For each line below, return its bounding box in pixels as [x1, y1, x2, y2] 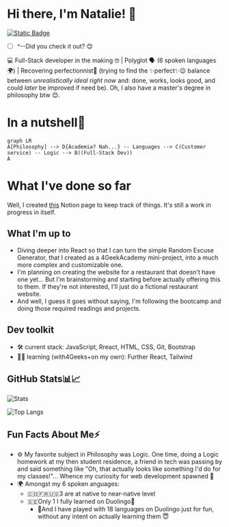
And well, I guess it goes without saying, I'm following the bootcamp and [16, 297, 221, 305]
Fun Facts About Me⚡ [7, 428, 100, 440]
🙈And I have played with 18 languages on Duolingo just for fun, [37, 505, 214, 513]
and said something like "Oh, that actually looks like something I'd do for [16, 465, 221, 473]
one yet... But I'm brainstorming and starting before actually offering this [16, 275, 221, 283]
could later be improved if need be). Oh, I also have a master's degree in [7, 83, 211, 92]
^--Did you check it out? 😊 [16, 42, 94, 50]
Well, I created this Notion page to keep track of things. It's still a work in [7, 201, 211, 209]
